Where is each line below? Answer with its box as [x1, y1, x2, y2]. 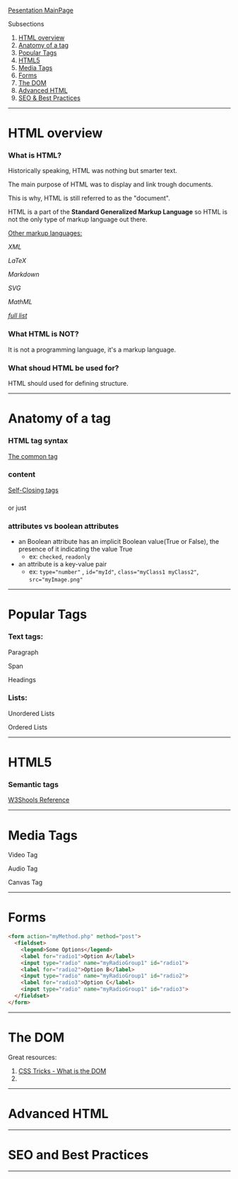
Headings [8, 675, 36, 683]
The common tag [8, 452, 59, 460]
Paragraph [8, 648, 39, 656]
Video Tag [8, 851, 38, 859]
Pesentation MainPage [8, 6, 73, 14]
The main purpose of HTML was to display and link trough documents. [8, 180, 213, 189]
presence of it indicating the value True [18, 545, 133, 554]
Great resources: [8, 1053, 57, 1061]
